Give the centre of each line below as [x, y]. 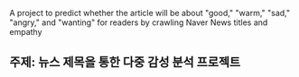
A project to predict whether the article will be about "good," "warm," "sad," [150, 13]
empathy [26, 32]
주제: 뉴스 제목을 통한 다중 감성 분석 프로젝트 [125, 62]
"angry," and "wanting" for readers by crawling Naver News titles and [139, 22]
